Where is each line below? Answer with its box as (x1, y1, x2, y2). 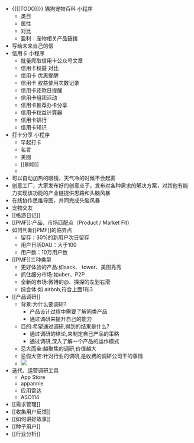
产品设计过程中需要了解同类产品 (29, 308, 108, 315)
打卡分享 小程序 (11, 131, 50, 138)
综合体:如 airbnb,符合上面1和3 (20, 286, 93, 292)
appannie (20, 380, 44, 387)
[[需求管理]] (11, 401, 41, 407)
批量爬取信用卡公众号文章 (20, 57, 83, 64)
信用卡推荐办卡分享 (20, 101, 68, 109)
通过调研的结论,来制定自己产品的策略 (29, 330, 119, 337)
